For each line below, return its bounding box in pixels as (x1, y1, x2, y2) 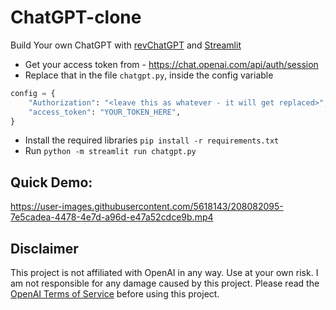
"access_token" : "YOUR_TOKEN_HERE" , (28, 107, 182, 117)
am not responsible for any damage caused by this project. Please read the (10, 277, 320, 290)
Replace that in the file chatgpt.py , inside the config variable (24, 69, 274, 81)
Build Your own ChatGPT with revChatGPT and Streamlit (10, 39, 242, 51)
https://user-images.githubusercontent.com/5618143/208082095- (10, 201, 284, 213)
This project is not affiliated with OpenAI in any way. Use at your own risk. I (10, 267, 319, 279)
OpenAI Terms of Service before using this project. (10, 288, 220, 300)
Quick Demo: (10, 174, 93, 191)
